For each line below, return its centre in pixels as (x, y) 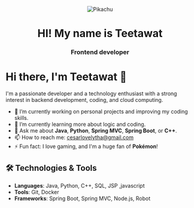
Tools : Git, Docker (37, 192)
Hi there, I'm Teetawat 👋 (66, 77)
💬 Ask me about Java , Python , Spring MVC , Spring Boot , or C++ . (96, 131)
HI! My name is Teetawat (100, 34)
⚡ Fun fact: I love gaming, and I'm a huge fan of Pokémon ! (86, 146)
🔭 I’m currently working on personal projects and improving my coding (101, 111)
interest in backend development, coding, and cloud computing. (84, 100)
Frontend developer (100, 52)
